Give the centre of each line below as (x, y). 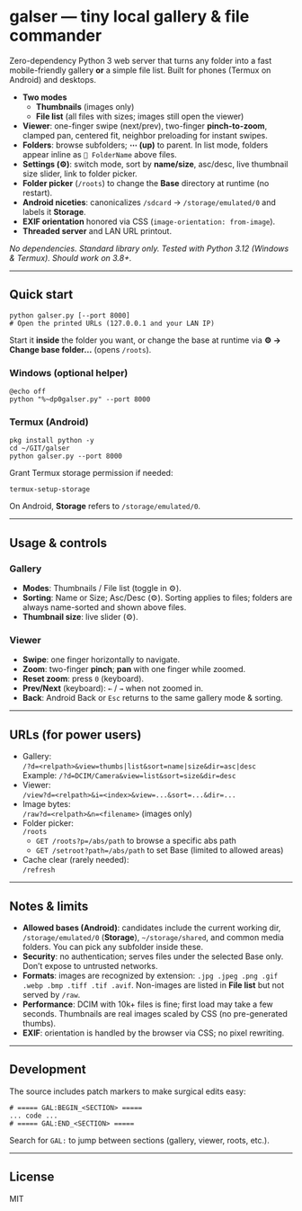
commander (56, 36)
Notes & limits (49, 906)
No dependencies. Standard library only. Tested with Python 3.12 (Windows (149, 248)
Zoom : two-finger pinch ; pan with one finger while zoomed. (134, 669)
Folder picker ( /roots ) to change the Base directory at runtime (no (146, 183)
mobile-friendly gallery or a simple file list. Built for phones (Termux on (140, 70)
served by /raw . (51, 994)
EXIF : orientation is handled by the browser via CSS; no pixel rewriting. (153, 1033)
